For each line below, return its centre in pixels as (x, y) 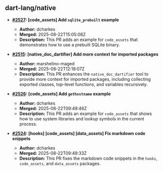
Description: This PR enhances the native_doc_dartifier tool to (84, 74)
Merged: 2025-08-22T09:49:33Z (53, 153)
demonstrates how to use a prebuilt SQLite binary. (70, 45)
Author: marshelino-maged (47, 63)
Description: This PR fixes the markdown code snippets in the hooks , (88, 158)
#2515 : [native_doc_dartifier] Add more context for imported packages (85, 54)
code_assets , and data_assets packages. (60, 163)
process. (28, 124)
